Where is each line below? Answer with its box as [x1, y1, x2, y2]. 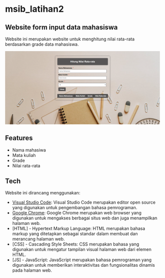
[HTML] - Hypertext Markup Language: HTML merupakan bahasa [12, 225, 145, 232]
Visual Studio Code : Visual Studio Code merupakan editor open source [12, 199, 156, 205]
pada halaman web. [12, 267, 53, 274]
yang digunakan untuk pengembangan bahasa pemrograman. [12, 205, 137, 211]
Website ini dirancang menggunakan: [5, 190, 81, 196]
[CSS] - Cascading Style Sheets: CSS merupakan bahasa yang [12, 241, 139, 247]
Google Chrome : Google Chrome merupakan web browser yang [12, 210, 141, 216]
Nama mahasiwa [12, 147, 46, 153]
